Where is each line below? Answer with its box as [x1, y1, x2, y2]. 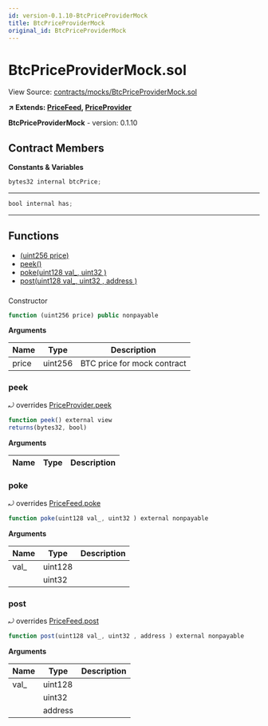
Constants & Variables [8, 163, 84, 172]
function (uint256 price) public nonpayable [8, 311, 159, 319]
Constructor [8, 296, 48, 306]
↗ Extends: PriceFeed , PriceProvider [8, 103, 132, 112]
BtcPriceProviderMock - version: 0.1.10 [8, 118, 138, 128]
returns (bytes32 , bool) [8, 424, 88, 432]
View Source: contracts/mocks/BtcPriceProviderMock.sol [8, 87, 198, 97]
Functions [8, 229, 60, 243]
